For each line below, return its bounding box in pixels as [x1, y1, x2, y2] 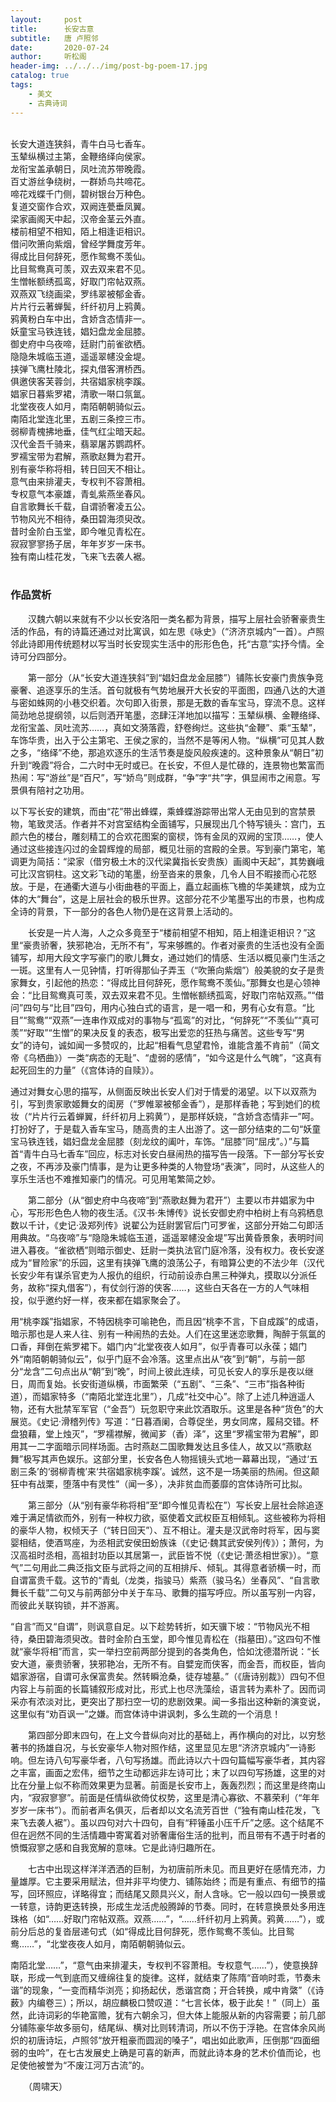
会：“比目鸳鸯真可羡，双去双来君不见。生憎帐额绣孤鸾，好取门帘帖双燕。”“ [10, 989, 316, 1001]
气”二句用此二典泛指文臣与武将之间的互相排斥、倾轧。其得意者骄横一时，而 [10, 1561, 322, 1573]
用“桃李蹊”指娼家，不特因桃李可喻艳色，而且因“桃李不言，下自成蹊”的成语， [10, 1315, 324, 1327]
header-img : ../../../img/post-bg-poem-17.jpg [10, 61, 208, 71]
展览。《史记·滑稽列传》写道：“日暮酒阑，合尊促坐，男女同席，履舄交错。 [10, 1415, 311, 1427]
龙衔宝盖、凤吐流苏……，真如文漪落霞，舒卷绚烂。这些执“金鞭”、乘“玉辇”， [10, 721, 322, 733]
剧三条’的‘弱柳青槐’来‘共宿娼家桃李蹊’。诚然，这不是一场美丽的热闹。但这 [10, 1465, 312, 1477]
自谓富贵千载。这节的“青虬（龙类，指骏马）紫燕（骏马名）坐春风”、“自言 [10, 1574, 312, 1586]
